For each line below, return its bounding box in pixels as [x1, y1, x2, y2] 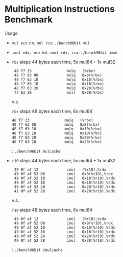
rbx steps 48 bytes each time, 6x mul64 [11, 108, 93, 114]
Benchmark [4, 14, 53, 25]
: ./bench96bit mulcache [11, 148, 61, 154]
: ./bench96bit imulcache [11, 247, 63, 253]
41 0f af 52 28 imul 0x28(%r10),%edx [14, 188, 116, 193]
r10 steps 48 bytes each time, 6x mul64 [11, 207, 93, 213]
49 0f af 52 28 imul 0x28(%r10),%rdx [14, 238, 116, 243]
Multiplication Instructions [4, 3, 115, 15]
